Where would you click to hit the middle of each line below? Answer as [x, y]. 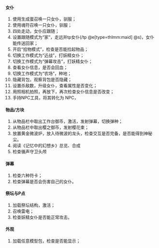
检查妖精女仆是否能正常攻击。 [42, 217]
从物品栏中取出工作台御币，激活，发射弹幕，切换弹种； [67, 122]
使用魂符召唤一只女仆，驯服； [42, 25]
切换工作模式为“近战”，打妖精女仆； [48, 55]
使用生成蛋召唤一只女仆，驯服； [44, 19]
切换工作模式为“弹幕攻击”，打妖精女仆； [53, 62]
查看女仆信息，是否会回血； [40, 67]
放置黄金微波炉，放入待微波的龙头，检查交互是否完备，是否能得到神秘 [82, 134]
